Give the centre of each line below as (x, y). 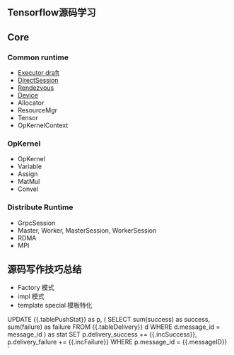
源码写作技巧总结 (45, 270)
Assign (28, 174)
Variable (30, 167)
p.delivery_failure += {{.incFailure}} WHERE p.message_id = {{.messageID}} (117, 342)
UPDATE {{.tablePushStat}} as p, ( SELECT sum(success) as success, (109, 320)
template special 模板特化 (55, 305)
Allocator (31, 103)
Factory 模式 (36, 288)
